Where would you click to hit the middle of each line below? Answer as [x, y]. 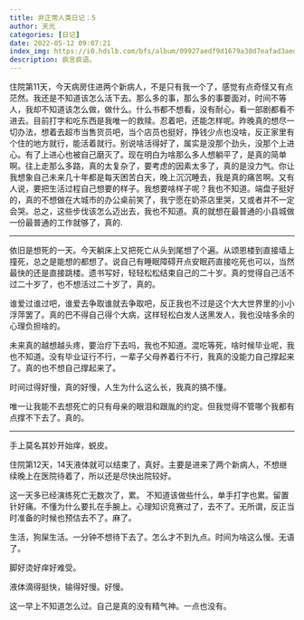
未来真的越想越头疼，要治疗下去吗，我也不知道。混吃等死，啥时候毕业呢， [148, 345]
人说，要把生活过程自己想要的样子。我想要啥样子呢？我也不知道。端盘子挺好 [152, 188]
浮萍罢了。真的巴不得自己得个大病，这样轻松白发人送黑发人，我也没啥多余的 [152, 315]
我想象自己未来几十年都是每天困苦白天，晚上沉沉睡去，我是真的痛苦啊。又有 [152, 177]
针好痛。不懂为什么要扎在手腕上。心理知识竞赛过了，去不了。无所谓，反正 [148, 506]
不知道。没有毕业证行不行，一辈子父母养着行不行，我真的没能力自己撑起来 [156, 357]
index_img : [30, 52]
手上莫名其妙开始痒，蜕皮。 [61, 445]
